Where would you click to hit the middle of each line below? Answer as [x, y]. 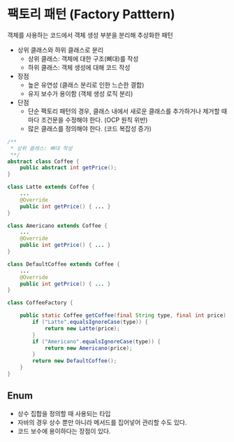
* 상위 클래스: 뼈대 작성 [41, 148]
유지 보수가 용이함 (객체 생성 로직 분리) [80, 93]
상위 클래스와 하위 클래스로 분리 [60, 50]
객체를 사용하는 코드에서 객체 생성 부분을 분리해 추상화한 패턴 [90, 35]
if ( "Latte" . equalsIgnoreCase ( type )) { [90, 322]
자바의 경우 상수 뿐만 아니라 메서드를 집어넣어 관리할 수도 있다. [102, 422]
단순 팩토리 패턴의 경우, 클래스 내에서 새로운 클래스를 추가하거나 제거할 [124, 111]
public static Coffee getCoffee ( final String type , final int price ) [123, 315]
